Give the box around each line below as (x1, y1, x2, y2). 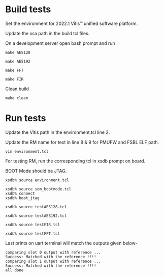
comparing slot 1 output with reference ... (5, 259, 101, 264)
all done (5, 267, 24, 273)
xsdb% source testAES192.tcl (5, 213, 67, 218)
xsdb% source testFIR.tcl (5, 222, 60, 227)
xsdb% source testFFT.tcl (5, 231, 60, 236)
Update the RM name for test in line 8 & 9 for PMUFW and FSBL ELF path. (5, 139, 159, 145)
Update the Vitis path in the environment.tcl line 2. (5, 129, 110, 135)
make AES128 (5, 50, 30, 55)
